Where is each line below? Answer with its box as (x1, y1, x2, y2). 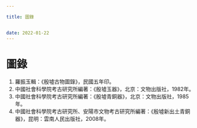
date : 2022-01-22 (6, 30, 50, 36)
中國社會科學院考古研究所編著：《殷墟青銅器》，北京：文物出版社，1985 (14, 93, 189, 100)
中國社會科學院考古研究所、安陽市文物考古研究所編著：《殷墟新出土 (14, 108, 180, 115)
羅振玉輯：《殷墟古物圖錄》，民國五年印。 (14, 78, 115, 85)
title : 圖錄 (6, 14, 34, 20)
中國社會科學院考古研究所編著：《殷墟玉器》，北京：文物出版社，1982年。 (14, 86, 195, 93)
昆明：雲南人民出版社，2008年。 (27, 115, 109, 123)
